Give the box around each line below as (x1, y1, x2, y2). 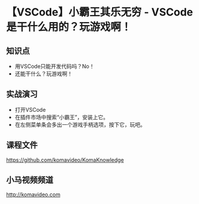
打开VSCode (14, 106, 46, 113)
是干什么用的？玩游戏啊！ (6, 20, 132, 34)
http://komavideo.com (6, 191, 61, 198)
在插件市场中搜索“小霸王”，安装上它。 (14, 114, 109, 121)
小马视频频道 (6, 175, 54, 185)
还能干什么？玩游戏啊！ (14, 70, 73, 77)
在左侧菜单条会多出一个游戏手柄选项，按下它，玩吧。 (14, 121, 146, 128)
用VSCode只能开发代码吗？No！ (14, 63, 95, 70)
